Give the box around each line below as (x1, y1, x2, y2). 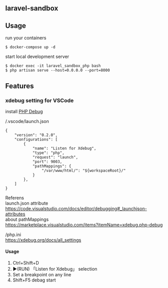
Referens (5, 195, 24, 201)
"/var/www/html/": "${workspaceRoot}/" (41, 168, 126, 173)
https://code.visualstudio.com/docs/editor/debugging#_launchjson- (5, 205, 147, 211)
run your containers (5, 35, 47, 41)
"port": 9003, (32, 159, 62, 164)
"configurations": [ (14, 137, 58, 142)
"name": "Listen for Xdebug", (32, 146, 96, 151)
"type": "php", (32, 150, 65, 155)
